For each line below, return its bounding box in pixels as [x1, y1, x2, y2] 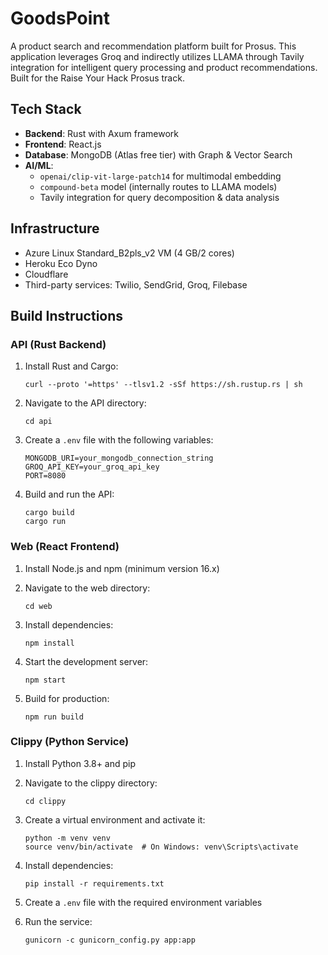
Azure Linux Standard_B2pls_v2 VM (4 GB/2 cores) [24, 247, 235, 259]
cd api [24, 417, 53, 427]
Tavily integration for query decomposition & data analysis [39, 191, 280, 203]
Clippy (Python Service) [10, 735, 130, 749]
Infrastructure [10, 220, 100, 237]
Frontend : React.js [24, 138, 102, 150]
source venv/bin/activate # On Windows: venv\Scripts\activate [24, 842, 299, 852]
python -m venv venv [24, 833, 111, 843]
